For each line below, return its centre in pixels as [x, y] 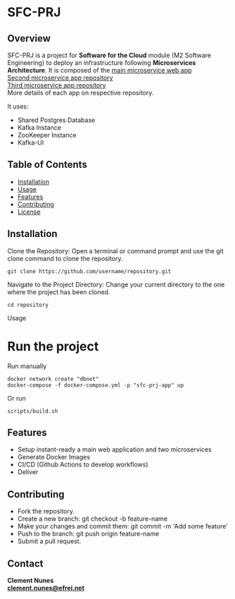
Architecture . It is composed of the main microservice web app [100, 70]
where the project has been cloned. [59, 292]
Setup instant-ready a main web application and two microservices [115, 449]
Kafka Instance [39, 127]
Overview [29, 38]
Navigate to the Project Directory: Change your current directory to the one [116, 284]
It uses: [18, 106]
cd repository [28, 305]
